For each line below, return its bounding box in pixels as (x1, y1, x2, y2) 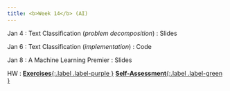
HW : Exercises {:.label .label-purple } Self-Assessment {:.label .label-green (7, 69, 223, 77)
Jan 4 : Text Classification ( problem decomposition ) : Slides (7, 29, 178, 37)
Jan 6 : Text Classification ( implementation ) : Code (7, 42, 152, 50)
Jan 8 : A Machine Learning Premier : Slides (7, 56, 132, 64)
